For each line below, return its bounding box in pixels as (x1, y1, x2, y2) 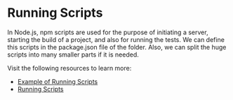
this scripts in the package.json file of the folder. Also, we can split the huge (7, 43, 227, 51)
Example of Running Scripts (17, 77, 98, 85)
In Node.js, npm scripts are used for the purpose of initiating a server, (7, 28, 208, 36)
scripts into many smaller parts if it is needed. (7, 50, 139, 59)
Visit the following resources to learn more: (7, 64, 132, 72)
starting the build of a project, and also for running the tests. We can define (7, 35, 225, 43)
